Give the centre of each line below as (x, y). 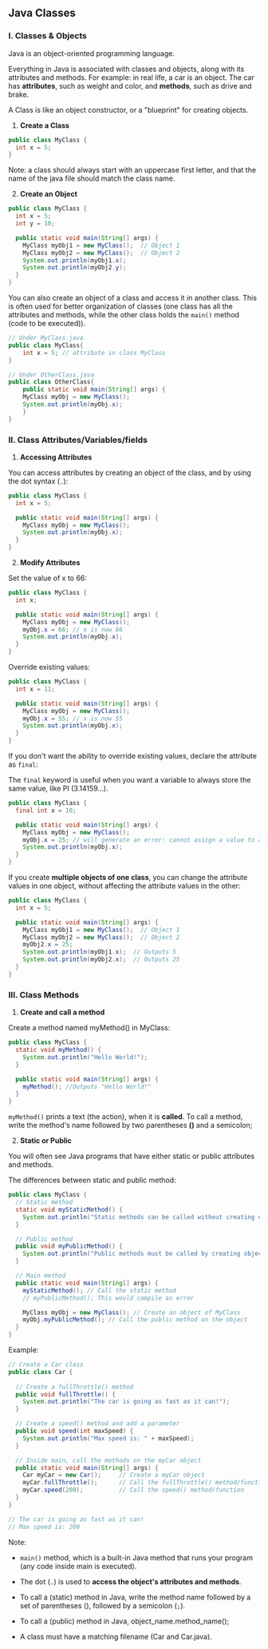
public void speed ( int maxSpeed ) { (75, 1431)
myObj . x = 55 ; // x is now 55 (73, 719)
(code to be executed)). (47, 324)
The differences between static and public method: (93, 1180)
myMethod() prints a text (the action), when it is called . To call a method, (126, 1117)
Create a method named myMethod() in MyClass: (89, 1028)
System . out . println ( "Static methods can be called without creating (139, 1217)
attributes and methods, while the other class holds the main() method (124, 315)
